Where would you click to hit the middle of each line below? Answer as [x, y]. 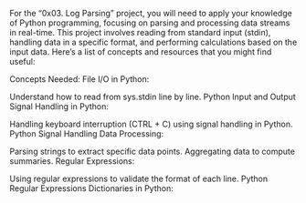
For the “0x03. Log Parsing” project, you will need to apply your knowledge [151, 13]
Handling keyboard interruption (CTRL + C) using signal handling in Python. [151, 124]
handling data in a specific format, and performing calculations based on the [153, 42]
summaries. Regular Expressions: [72, 161]
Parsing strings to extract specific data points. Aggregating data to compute [152, 151]
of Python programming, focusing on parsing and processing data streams [150, 23]
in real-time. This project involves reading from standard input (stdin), [140, 32]
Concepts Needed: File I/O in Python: [79, 79]
